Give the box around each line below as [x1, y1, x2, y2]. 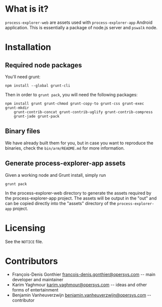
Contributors [5, 256, 58, 267]
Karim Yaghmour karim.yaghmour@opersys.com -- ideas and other [12, 282, 147, 288]
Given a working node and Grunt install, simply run [5, 172, 106, 178]
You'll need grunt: [5, 74, 41, 80]
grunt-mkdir [5, 105, 29, 110]
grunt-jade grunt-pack [14, 114, 60, 119]
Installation [5, 42, 51, 53]
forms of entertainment [12, 287, 59, 293]
